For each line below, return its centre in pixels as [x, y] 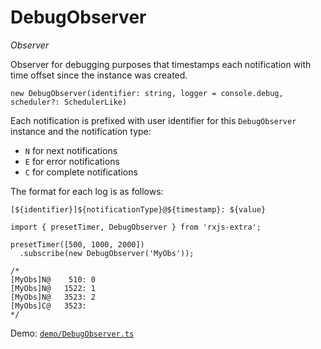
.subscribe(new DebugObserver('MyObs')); [107, 253]
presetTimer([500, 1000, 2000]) [77, 244]
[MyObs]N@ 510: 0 [53, 279]
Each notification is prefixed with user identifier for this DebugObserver [153, 120]
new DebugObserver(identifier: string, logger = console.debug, [147, 93]
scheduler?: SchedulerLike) [69, 102]
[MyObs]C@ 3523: [48, 306]
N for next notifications [71, 150]
